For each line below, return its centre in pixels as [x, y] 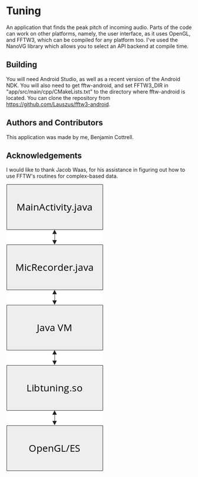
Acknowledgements [44, 155]
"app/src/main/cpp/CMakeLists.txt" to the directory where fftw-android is [96, 91]
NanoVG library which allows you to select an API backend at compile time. [98, 46]
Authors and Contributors [55, 123]
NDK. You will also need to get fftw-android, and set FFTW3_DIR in [87, 85]
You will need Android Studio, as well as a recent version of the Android [93, 79]
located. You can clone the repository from [58, 98]
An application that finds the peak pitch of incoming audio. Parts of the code [99, 27]
